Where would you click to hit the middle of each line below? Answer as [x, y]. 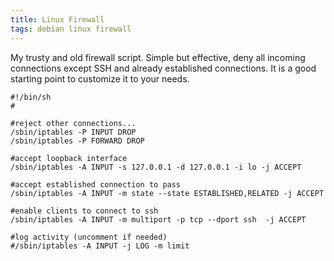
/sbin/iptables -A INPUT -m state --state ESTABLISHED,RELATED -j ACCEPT [167, 193]
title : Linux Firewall [57, 19]
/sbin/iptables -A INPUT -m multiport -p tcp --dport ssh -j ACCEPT [158, 219]
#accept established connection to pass [96, 184]
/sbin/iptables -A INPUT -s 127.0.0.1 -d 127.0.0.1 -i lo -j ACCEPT [156, 167]
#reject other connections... [73, 123]
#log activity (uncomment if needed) [89, 237]
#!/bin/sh [31, 97]
